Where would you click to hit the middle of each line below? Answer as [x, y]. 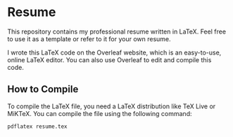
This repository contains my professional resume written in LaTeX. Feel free [117, 31]
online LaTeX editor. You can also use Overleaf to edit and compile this [109, 59]
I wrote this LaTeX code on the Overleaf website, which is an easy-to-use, [114, 52]
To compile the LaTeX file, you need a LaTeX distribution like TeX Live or [112, 106]
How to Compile [43, 89]
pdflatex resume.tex [38, 127]
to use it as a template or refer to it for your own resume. [89, 38]
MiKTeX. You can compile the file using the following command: [100, 113]
